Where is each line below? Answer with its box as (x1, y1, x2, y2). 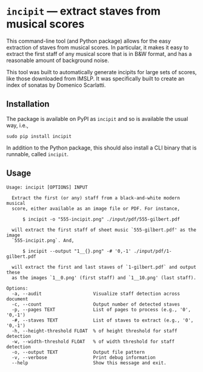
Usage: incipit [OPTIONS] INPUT (6, 184, 88, 190)
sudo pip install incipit (6, 133, 72, 139)
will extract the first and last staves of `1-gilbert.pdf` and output (12, 264, 197, 270)
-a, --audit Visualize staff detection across (12, 291, 181, 297)
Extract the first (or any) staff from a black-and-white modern (12, 195, 181, 201)
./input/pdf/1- (133, 248, 172, 254)
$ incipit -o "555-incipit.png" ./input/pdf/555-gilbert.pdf (22, 216, 181, 222)
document (6, 296, 28, 302)
